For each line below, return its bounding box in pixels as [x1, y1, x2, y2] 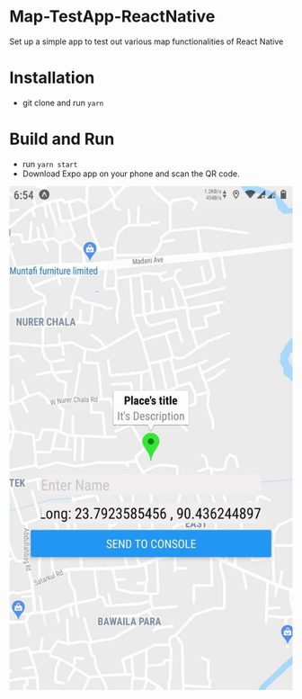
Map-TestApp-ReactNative [9, 6, 216, 27]
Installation [9, 67, 95, 88]
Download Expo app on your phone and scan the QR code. [22, 168, 240, 179]
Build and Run [9, 129, 115, 149]
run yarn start [22, 158, 78, 169]
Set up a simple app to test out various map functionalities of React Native [9, 36, 284, 47]
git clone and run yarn [22, 97, 104, 108]
